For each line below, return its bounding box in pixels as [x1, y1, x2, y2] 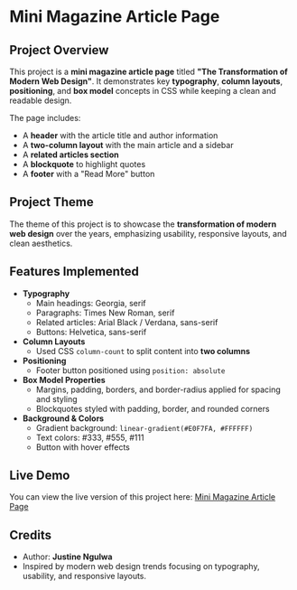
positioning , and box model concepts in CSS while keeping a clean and [9, 86, 277, 96]
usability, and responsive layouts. [22, 571, 147, 582]
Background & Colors [22, 413, 105, 424]
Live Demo [9, 468, 70, 483]
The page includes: [9, 113, 81, 123]
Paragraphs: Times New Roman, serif [35, 307, 175, 318]
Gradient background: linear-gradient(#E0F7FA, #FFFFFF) [35, 422, 254, 433]
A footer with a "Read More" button [22, 169, 155, 179]
